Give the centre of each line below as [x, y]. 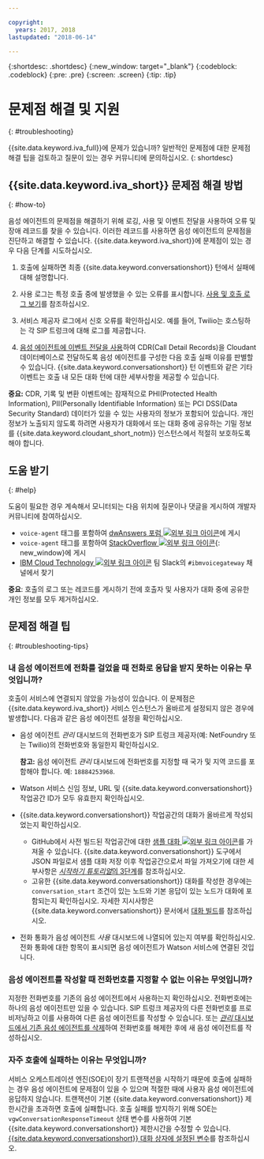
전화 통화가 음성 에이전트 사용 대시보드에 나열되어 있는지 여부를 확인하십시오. [138, 938]
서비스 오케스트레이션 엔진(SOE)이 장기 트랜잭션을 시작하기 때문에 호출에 [120, 1078]
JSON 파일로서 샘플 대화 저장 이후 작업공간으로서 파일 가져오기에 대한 [138, 861]
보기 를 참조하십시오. [59, 304]
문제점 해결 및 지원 [64, 109]
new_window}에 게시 [53, 552]
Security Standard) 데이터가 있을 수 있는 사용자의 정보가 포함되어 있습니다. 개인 [131, 414]
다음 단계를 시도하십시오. [54, 250]
